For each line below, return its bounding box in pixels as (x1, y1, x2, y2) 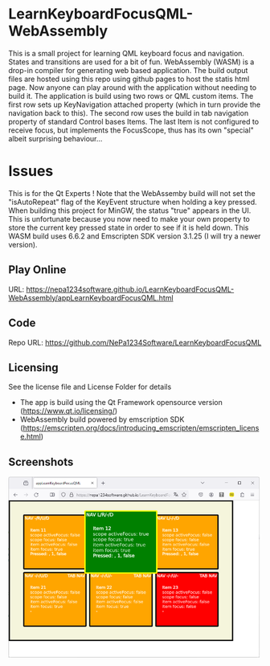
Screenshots (8, 455, 74, 468)
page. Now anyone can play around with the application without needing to (8, 82, 257, 92)
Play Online (8, 263, 67, 277)
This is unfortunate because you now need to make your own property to (8, 214, 251, 223)
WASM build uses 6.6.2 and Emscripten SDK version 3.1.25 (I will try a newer (8, 231, 261, 241)
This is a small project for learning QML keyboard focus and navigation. (8, 48, 245, 58)
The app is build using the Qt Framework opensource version (19, 398, 223, 407)
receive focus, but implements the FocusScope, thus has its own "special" (8, 125, 255, 135)
